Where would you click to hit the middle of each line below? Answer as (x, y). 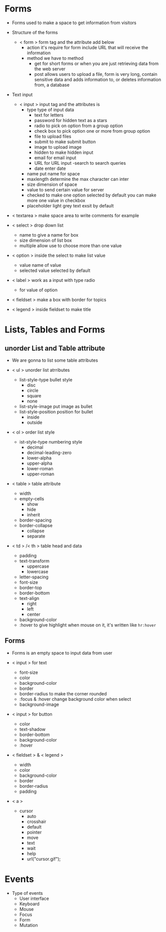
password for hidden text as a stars (71, 120)
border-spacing (35, 520)
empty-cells (32, 498)
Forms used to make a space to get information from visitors (74, 23)
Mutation (28, 925)
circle (32, 390)
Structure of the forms (35, 32)
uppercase (38, 566)
